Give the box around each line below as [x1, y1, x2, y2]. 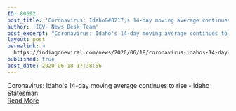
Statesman [7, 89, 39, 97]
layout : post [7, 36, 46, 43]
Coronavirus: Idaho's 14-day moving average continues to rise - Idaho [7, 81, 210, 89]
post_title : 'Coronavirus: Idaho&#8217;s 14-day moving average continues [7, 17, 231, 24]
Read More [7, 96, 39, 105]
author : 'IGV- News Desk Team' [7, 23, 99, 30]
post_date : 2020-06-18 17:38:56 [7, 62, 102, 69]
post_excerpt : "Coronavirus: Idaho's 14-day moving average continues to [7, 29, 228, 37]
